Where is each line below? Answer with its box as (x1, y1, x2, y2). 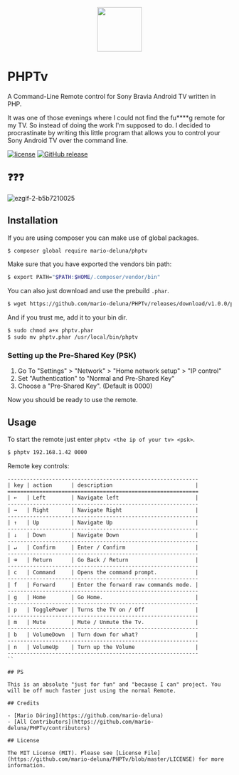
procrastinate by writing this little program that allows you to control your (7, 128, 221, 137)
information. (7, 761, 46, 769)
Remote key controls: (7, 461, 70, 470)
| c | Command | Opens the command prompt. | (7, 569, 199, 576)
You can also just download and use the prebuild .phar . (7, 287, 169, 295)
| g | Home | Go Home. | (7, 594, 199, 601)
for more (198, 755, 224, 763)
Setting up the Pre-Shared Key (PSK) (7, 350, 137, 360)
